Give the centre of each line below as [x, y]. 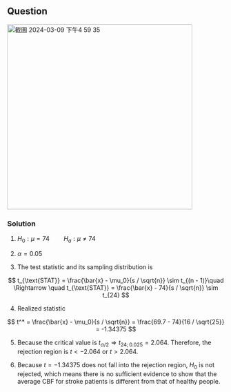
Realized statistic [41, 308]
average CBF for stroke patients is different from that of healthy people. [119, 381]
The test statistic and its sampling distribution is [85, 267]
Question [27, 11]
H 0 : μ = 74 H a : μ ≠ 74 [56, 239]
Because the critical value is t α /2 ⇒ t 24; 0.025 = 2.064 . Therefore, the [114, 343]
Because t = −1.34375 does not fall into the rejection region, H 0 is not [116, 365]
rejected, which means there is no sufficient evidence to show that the [117, 374]
